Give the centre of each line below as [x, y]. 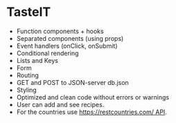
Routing [28, 75]
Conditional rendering [47, 53]
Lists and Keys [37, 60]
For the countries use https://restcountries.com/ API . [92, 112]
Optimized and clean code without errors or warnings [93, 97]
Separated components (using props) [70, 38]
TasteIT [29, 12]
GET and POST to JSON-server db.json [72, 82]
